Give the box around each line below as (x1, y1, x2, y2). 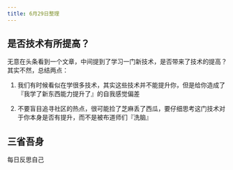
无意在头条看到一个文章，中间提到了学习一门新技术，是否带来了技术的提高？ (7, 57, 227, 66)
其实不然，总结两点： (7, 66, 68, 75)
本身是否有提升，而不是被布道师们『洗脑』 (29, 113, 152, 122)
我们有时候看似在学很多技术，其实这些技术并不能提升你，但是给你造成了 (17, 81, 225, 89)
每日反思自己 (7, 155, 44, 164)
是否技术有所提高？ (7, 38, 90, 49)
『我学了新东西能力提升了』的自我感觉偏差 (17, 90, 140, 98)
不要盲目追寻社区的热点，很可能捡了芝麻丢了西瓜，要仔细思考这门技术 (17, 105, 220, 113)
